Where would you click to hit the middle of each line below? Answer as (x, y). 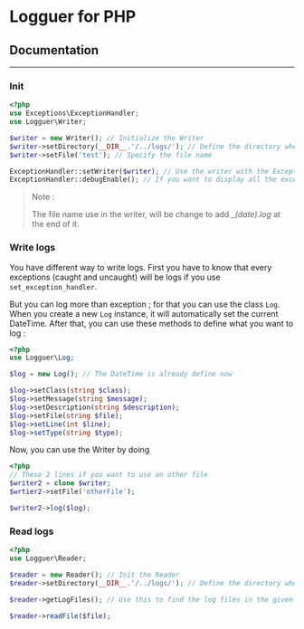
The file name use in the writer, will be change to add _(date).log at (156, 214)
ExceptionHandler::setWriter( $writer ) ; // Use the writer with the (139, 171)
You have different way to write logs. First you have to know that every (141, 267)
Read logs (32, 531)
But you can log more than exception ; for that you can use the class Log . (145, 304)
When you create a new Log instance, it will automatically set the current (144, 313)
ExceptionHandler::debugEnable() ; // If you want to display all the (143, 180)
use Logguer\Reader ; (48, 558)
